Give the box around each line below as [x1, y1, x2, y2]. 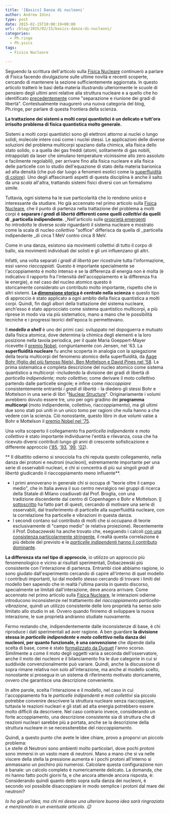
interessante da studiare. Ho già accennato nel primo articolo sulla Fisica [5, 200, 157, 206]
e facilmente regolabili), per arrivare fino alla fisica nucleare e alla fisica [5, 158, 154, 164]
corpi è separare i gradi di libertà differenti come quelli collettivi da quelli [5, 211, 161, 217]
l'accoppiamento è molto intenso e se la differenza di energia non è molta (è [5, 268, 164, 274]
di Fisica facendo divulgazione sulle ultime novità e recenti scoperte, [5, 73, 148, 80]
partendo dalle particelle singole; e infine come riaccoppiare [5, 380, 132, 386]
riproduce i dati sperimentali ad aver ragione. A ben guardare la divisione [5, 628, 158, 635]
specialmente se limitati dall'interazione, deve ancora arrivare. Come [5, 586, 148, 593]
